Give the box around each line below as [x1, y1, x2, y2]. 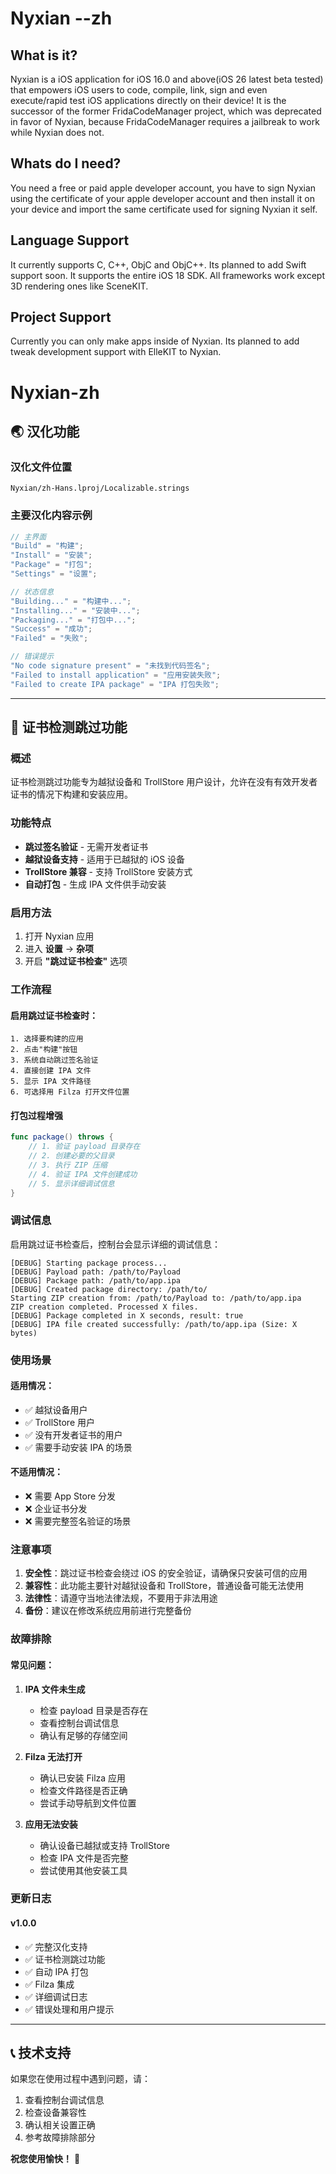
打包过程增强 [10, 1109, 63, 1121]
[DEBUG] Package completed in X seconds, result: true [10, 1310, 244, 1321]
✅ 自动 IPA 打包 [24, 1965, 89, 1977]
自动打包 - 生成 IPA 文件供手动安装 [24, 878, 167, 890]
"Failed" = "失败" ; [10, 633, 89, 644]
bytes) [10, 1328, 38, 1338]
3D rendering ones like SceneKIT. [10, 280, 149, 292]
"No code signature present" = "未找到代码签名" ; [10, 661, 211, 671]
